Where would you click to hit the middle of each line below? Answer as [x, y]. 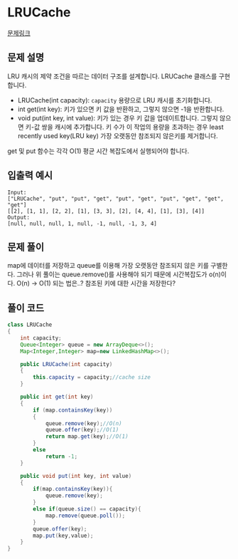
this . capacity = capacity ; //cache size [92, 377]
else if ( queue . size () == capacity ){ [87, 509]
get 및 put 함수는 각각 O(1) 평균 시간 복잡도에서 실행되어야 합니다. [98, 151]
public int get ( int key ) [57, 397]
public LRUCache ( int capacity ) [66, 364]
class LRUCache [30, 325]
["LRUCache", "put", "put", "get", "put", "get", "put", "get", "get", [115, 199]
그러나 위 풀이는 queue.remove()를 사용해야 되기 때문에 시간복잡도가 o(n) [119, 274]
